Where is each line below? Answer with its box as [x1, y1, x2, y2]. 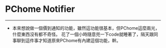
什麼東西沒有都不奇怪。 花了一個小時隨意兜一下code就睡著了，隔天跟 [12, 31, 154, 37]
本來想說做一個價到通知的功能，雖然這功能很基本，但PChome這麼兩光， [12, 25, 160, 31]
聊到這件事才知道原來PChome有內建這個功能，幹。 [16, 37, 121, 43]
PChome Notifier [5, 3, 75, 15]
